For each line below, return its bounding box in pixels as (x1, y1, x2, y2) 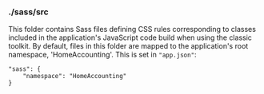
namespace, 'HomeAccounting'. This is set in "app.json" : (8, 50, 198, 60)
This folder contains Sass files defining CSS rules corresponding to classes (8, 25, 256, 34)
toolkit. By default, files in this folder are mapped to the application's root (8, 41, 249, 51)
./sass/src (8, 6, 50, 18)
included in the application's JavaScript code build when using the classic (8, 33, 252, 42)
